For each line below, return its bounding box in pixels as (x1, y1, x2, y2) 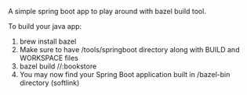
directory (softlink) (19, 78, 80, 87)
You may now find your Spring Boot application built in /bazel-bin (19, 70, 231, 79)
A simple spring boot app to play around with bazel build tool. (8, 7, 206, 16)
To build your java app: (8, 22, 82, 30)
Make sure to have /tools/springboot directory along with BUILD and (19, 45, 240, 54)
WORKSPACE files (19, 54, 78, 62)
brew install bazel (19, 37, 77, 46)
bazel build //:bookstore (19, 62, 97, 71)
